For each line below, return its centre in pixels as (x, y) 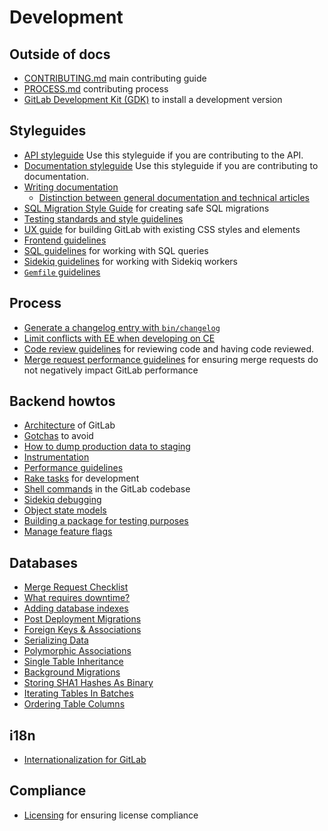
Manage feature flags (68, 532)
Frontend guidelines (65, 240)
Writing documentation (71, 187)
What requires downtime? (77, 598)
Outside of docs (60, 54)
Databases (44, 562)
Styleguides (48, 131)
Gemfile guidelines (62, 272)
